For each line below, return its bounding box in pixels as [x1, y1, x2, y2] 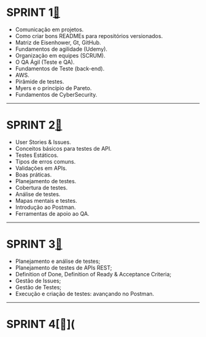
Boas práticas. [15, 171, 52, 178]
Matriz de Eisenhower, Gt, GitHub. [15, 39, 101, 46]
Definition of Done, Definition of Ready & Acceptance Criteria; [15, 270, 172, 278]
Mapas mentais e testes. [15, 197, 78, 204]
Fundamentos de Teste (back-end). [15, 64, 105, 72]
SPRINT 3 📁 [6, 237, 63, 251]
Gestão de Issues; [15, 277, 61, 284]
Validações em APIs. [15, 164, 67, 172]
